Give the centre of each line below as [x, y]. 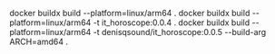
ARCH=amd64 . [39, 41]
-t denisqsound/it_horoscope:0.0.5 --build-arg [180, 32]
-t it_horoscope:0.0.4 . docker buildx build [172, 22]
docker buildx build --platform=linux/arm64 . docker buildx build [130, 13]
